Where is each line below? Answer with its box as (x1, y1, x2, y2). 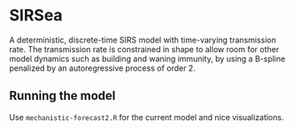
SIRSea (9, 5, 64, 26)
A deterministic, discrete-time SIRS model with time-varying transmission (9, 34, 276, 45)
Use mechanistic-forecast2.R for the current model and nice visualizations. (9, 111, 284, 122)
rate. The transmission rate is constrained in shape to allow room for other (9, 43, 280, 54)
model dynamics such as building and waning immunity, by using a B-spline (9, 53, 286, 64)
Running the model (9, 88, 116, 103)
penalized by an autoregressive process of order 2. (9, 63, 197, 73)
